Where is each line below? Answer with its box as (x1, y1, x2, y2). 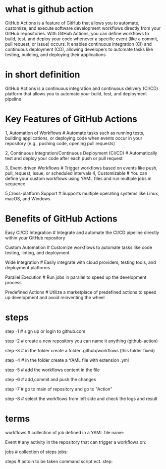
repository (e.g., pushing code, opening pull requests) (5, 140, 115, 146)
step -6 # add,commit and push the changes (5, 376, 96, 382)
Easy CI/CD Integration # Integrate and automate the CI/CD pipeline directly (5, 230, 160, 235)
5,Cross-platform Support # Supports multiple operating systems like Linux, (5, 190, 160, 196)
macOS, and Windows (5, 195, 51, 202)
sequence (5, 180, 26, 187)
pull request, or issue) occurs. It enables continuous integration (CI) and (5, 41, 152, 47)
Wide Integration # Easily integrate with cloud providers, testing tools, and (5, 259, 156, 265)
